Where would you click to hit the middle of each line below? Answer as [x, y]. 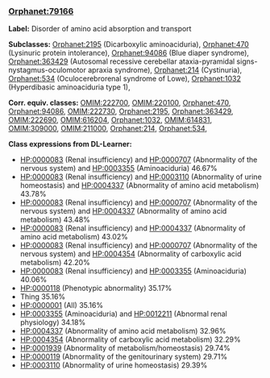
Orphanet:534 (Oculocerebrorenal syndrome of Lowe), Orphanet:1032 [125, 79]
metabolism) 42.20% [55, 263]
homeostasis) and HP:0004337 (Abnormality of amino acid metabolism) [139, 185]
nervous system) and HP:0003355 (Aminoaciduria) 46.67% [118, 168]
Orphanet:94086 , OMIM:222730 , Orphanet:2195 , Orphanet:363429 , [121, 111]
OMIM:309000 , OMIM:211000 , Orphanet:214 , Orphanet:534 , [108, 129]
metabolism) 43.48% [55, 220]
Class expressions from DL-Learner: [70, 144]
